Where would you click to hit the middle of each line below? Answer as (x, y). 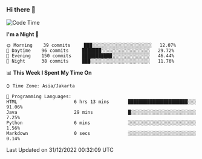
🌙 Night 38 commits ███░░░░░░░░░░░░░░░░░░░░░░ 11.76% (90, 61)
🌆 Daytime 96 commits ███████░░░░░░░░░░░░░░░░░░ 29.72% (90, 51)
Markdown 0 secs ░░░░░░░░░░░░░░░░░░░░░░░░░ (101, 134)
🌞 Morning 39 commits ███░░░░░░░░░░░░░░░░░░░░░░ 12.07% (91, 45)
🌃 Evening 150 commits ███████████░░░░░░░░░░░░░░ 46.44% (90, 56)
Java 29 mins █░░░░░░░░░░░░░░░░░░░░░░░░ (101, 113)
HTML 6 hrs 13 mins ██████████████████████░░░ (101, 102)
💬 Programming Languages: (39, 97)
